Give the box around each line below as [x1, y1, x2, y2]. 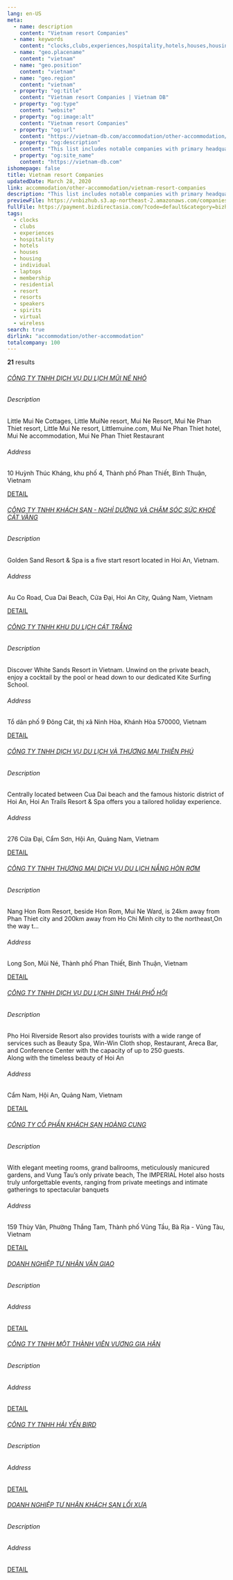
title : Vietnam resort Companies [7, 171, 104, 178]
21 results [7, 358, 35, 366]
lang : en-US [7, 10, 42, 17]
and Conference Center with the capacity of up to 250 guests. [7, 1047, 185, 1055]
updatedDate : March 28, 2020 [7, 178, 92, 184]
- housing [13, 255, 42, 262]
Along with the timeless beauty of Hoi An [7, 1054, 124, 1062]
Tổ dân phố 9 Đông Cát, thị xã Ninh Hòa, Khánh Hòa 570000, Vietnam [7, 718, 207, 726]
